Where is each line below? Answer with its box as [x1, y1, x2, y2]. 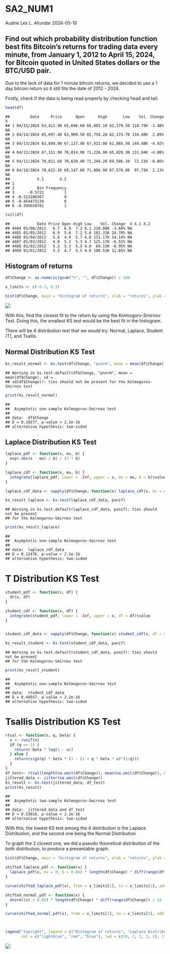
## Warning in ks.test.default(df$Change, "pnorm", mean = [5, 370, 133, 375]
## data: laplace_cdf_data [5, 547, 65, 552]
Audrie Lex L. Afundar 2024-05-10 [5, 20, 77, 26]
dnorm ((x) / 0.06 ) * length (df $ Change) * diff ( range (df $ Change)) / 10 [10, 897, 162, 903]
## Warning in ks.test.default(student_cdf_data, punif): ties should [5, 650, 157, 655]
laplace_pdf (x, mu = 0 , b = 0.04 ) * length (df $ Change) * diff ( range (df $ [10, 870, 166, 875]
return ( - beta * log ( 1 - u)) [14, 747, 73, 752]
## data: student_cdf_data [5, 690, 65, 695]
